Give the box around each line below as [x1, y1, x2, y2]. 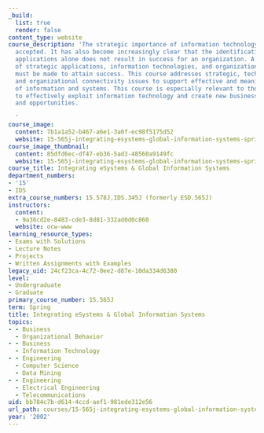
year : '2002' [8, 413, 51, 421]
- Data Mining [15, 369, 61, 377]
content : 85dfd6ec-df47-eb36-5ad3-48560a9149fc [15, 150, 174, 158]
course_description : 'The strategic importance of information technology [8, 41, 258, 49]
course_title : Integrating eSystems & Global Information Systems [8, 164, 230, 173]
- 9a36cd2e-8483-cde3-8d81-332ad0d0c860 [15, 215, 149, 224]
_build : [8, 11, 34, 20]
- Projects [8, 252, 44, 260]
